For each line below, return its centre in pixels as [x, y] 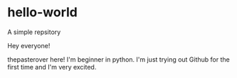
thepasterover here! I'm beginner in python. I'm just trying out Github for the [118, 59]
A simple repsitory [34, 32]
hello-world [43, 12]
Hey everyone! [29, 45]
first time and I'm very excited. [52, 67]
